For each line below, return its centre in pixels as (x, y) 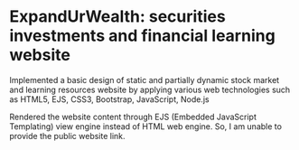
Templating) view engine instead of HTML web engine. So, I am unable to (146, 126)
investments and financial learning (142, 36)
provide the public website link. (67, 136)
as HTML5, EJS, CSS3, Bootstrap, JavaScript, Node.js (109, 99)
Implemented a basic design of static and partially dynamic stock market (145, 80)
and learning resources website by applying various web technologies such (150, 89)
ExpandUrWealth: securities (117, 17)
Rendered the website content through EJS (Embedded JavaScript (133, 117)
